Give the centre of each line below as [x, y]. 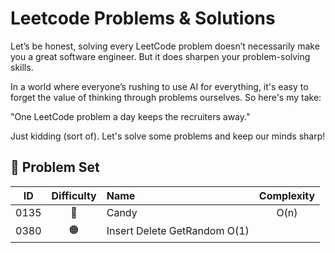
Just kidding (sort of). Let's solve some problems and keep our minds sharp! [168, 136]
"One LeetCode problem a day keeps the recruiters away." [130, 116]
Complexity [287, 195]
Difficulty [74, 195]
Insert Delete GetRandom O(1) [178, 231]
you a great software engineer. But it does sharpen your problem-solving [160, 56]
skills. [22, 67]
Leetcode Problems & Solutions [143, 18]
